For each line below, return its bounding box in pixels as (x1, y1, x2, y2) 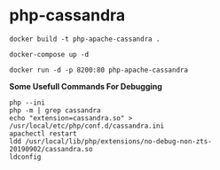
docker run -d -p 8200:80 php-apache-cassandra (9, 66, 189, 74)
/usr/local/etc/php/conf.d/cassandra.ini (9, 121, 165, 130)
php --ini (9, 98, 46, 107)
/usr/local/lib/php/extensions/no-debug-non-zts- (25, 136, 213, 146)
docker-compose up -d (9, 50, 90, 58)
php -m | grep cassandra (9, 105, 101, 115)
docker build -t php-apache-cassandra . (9, 35, 161, 43)
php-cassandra (9, 5, 126, 26)
